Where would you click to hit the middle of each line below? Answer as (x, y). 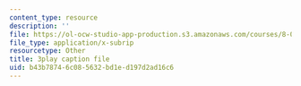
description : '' (39, 26)
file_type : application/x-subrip (72, 43)
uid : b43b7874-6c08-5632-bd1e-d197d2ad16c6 (92, 68)
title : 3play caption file (60, 59)
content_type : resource (54, 17)
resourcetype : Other (48, 51)
